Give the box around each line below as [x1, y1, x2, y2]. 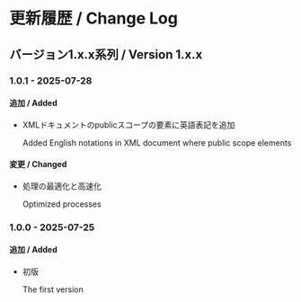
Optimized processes [22, 199, 102, 209]
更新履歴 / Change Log [9, 8, 178, 29]
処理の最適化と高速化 [22, 181, 102, 191]
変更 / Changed [9, 159, 67, 170]
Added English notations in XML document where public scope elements [22, 137, 292, 148]
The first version [22, 284, 84, 295]
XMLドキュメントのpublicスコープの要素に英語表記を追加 [22, 119, 235, 130]
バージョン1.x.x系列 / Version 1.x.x [9, 47, 203, 62]
